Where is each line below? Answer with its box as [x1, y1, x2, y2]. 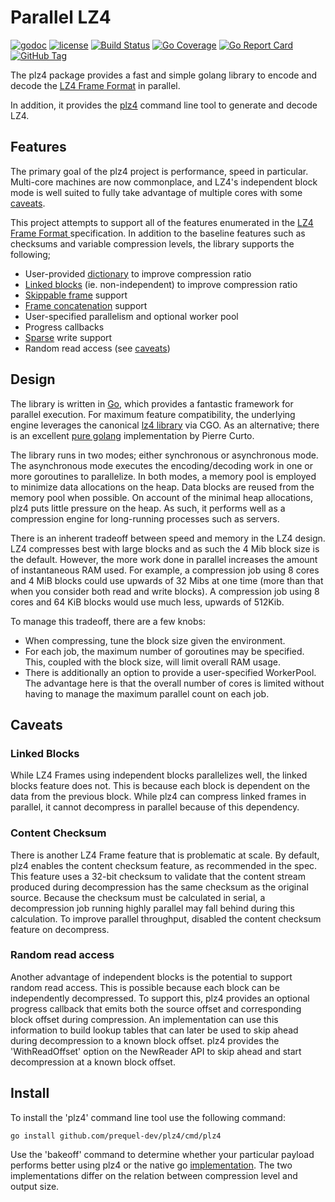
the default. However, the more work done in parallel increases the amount [10, 553, 318, 565]
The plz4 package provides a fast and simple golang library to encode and [10, 69, 318, 81]
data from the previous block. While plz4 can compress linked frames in [10, 791, 307, 803]
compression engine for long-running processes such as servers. [10, 512, 280, 525]
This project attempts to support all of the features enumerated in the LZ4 [10, 216, 314, 228]
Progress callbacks [24, 321, 105, 333]
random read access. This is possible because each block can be [10, 981, 280, 993]
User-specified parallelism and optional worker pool [24, 310, 239, 322]
